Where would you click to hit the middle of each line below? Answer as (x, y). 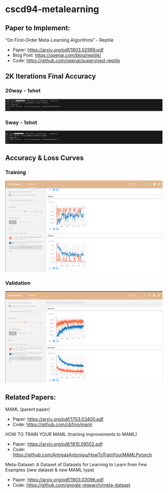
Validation (18, 283)
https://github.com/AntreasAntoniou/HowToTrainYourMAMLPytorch (82, 455)
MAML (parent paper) (28, 409)
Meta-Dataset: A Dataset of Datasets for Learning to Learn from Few (76, 465)
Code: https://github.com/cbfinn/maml (52, 424)
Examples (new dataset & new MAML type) (50, 470)
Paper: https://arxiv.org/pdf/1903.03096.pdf (58, 480)
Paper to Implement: (38, 28)
